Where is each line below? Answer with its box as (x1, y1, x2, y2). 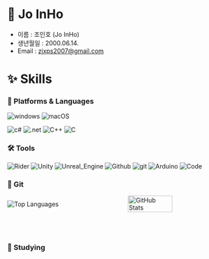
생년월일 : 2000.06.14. (17, 38, 79, 47)
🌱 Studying (7, 242, 45, 252)
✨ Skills (7, 71, 52, 87)
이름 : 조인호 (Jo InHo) (17, 30, 80, 38)
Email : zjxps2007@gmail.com (17, 47, 104, 55)
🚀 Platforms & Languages (7, 97, 94, 107)
